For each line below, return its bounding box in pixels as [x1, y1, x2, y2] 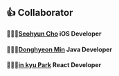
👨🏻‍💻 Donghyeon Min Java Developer [6, 45, 112, 53]
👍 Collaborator [6, 7, 73, 18]
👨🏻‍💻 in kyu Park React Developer [6, 61, 102, 69]
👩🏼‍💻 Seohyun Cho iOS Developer [6, 29, 102, 38]
